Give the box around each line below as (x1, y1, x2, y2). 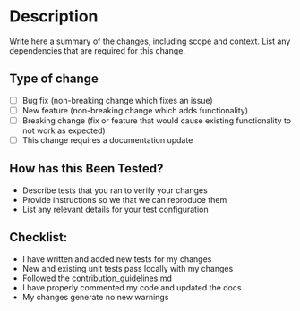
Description (9, 6, 99, 27)
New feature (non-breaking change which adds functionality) (21, 105, 249, 115)
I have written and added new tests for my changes (21, 253, 212, 265)
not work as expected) (21, 125, 106, 136)
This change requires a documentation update (21, 134, 193, 145)
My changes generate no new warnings (21, 291, 169, 302)
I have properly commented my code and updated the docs (21, 282, 242, 292)
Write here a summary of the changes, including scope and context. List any (9, 36, 291, 46)
